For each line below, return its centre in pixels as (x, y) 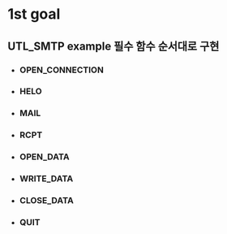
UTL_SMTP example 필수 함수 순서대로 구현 (113, 46)
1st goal (34, 14)
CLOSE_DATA (46, 201)
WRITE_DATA (46, 179)
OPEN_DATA (44, 157)
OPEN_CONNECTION (62, 70)
